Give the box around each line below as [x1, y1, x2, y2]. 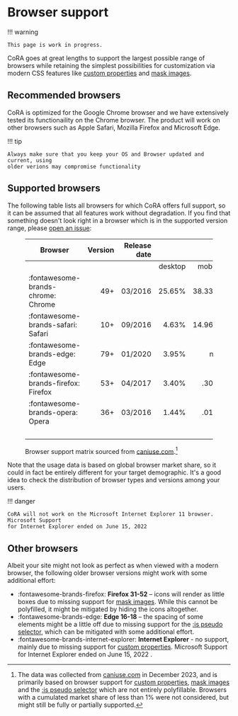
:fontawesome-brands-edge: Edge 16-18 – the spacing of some [17, 613, 203, 621]
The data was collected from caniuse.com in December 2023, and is [17, 671, 218, 679]
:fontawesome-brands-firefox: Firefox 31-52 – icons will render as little [17, 590, 225, 598]
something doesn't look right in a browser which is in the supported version [7, 216, 228, 225]
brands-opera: [28, 407, 78, 417]
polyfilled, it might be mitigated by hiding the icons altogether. [17, 605, 198, 613]
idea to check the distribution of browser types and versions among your [7, 476, 220, 484]
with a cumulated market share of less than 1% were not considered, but [17, 693, 229, 702]
